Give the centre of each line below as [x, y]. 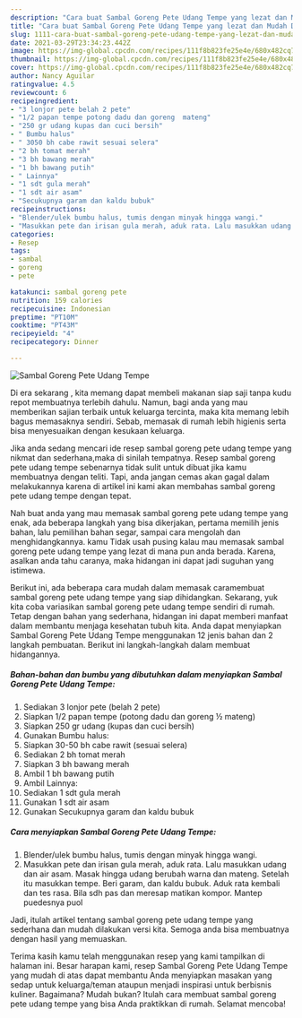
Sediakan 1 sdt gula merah [72, 792]
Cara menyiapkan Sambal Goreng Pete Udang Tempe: [113, 832]
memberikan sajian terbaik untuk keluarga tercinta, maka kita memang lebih [150, 411]
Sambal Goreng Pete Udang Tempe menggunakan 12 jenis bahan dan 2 [142, 635]
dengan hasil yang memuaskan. [69, 938]
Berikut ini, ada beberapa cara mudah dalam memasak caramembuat [138, 587]
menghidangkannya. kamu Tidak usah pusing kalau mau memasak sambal [147, 541]
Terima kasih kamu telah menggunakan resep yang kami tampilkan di [138, 956]
